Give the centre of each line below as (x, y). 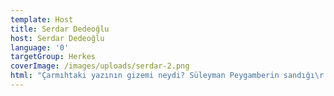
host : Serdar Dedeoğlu (57, 38)
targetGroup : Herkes (53, 57)
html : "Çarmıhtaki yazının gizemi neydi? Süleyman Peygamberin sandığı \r (167, 76)
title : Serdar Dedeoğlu (60, 29)
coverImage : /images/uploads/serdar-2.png (100, 66)
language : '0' (40, 47)
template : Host (42, 19)
